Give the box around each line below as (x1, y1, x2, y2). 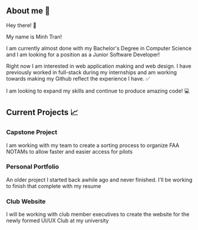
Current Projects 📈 (6, 107, 79, 117)
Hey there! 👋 (6, 21, 37, 28)
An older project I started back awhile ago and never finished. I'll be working (6, 176, 193, 183)
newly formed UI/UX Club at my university (6, 217, 109, 224)
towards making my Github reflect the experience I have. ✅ (6, 75, 151, 82)
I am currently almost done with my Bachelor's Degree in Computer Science (6, 44, 191, 52)
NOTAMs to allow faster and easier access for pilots (6, 148, 133, 155)
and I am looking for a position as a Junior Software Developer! (6, 51, 160, 58)
